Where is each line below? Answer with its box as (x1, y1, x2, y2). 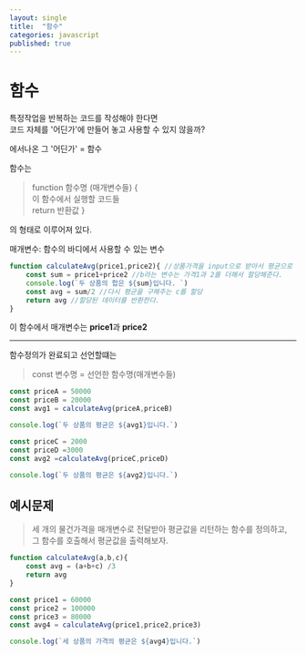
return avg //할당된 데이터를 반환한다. (25, 295, 160, 305)
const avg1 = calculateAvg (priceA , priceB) (9, 404, 173, 414)
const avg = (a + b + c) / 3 (25, 562, 117, 571)
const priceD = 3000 (9, 445, 84, 455)
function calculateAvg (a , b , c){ (9, 553, 128, 563)
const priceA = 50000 (9, 387, 92, 396)
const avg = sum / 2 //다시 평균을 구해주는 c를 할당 (25, 287, 203, 296)
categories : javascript (9, 30, 100, 39)
